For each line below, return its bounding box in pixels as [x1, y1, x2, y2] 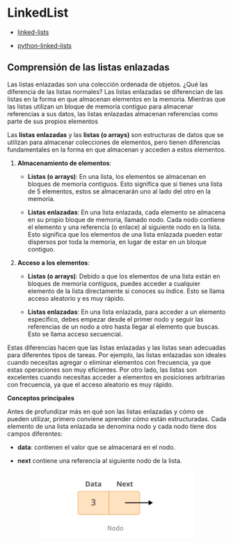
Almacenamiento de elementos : [17, 159, 112, 167]
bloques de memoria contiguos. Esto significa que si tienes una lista [27, 180, 223, 188]
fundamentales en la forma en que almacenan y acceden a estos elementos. [7, 145, 226, 154]
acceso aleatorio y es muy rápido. [27, 294, 125, 302]
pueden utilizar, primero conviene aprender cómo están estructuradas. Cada [7, 414, 227, 423]
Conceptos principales [7, 393, 74, 402]
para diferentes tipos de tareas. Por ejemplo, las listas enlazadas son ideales [7, 350, 227, 359]
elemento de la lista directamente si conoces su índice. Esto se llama [27, 287, 225, 295]
